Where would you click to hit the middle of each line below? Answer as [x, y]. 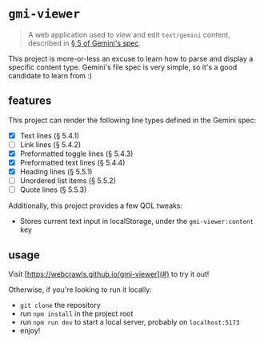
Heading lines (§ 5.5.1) [56, 171]
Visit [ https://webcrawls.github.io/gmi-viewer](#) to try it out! [109, 274]
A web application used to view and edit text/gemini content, [129, 34]
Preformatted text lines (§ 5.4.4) [72, 162]
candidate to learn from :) [50, 75]
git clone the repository [60, 305]
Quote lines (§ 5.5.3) [53, 189]
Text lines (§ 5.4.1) [50, 135]
